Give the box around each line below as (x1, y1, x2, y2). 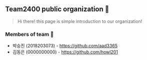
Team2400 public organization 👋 (5, 5, 109, 13)
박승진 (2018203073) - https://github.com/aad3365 (12, 43, 118, 49)
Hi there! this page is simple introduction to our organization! (17, 18, 142, 24)
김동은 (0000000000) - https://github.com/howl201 (12, 49, 118, 55)
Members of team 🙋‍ (5, 30, 54, 37)
